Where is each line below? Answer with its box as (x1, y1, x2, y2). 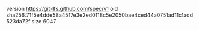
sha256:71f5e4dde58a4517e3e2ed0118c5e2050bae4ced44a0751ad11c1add (6, 11, 194, 19)
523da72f (6, 18, 31, 25)
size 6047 (31, 18, 57, 25)
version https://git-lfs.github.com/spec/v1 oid (6, 5, 118, 12)
